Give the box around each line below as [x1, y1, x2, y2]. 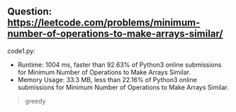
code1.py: [7, 46, 35, 55]
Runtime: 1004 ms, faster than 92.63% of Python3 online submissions [17, 60, 222, 69]
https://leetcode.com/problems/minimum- [7, 17, 201, 29]
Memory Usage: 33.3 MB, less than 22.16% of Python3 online [17, 75, 197, 84]
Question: [7, 6, 52, 18]
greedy [24, 96, 46, 105]
